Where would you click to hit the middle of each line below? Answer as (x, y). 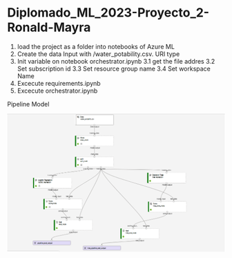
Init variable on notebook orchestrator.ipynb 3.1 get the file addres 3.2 (116, 61)
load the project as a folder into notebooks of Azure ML (96, 46)
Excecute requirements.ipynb (59, 83)
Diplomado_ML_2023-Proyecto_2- (108, 13)
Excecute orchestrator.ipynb (57, 91)
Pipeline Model (28, 104)
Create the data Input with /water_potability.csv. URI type (98, 54)
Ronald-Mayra (49, 27)
